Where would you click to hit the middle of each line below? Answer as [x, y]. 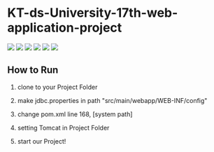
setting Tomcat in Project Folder [63, 127]
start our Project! [42, 141]
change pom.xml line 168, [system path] [75, 114]
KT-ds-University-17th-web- [93, 13]
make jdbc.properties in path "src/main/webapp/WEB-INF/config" [112, 100]
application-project [65, 28]
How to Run [33, 70]
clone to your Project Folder [57, 87]
